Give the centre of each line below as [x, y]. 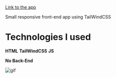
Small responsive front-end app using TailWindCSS [58, 17]
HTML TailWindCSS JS [30, 51]
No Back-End [19, 60]
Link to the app [21, 7]
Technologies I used [48, 37]
